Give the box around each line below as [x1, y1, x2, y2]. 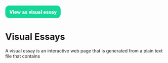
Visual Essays [5, 31, 65, 43]
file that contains [5, 53, 40, 59]
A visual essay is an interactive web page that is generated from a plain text [5, 47, 163, 53]
